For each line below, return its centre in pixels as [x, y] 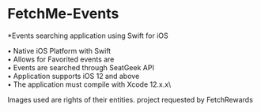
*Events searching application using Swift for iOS [88, 35]
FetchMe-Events [63, 14]
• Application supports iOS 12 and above [74, 76]
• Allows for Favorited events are [61, 59]
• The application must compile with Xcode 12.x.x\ [89, 84]
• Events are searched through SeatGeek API [81, 67]
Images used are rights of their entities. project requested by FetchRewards [130, 99]
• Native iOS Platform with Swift [59, 50]
